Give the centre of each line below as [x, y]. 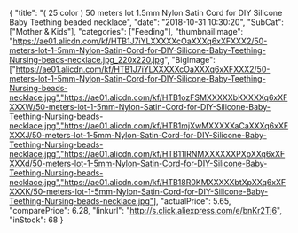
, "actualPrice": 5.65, [193, 201]
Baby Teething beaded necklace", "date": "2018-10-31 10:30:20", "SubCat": [146, 22]
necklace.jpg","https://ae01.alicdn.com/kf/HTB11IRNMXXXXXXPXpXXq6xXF [147, 154]
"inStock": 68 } [36, 220]
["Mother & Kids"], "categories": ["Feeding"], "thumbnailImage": [126, 31]
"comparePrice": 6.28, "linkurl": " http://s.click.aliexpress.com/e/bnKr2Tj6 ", [145, 210]
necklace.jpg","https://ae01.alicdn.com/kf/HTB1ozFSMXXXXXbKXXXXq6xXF [149, 97]
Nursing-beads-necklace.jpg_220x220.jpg [87, 60]
